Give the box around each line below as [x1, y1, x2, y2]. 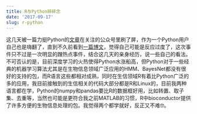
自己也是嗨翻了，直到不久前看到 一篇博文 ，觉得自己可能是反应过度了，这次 [6, 43, 186, 50]
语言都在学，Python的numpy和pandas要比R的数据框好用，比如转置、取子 [6, 87, 185, 94]
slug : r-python [6, 19, 43, 25]
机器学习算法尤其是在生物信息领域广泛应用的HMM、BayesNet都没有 [16, 65, 181, 72]
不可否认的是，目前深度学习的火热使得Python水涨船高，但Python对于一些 [6, 58, 185, 65]
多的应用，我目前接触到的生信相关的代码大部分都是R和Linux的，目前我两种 [6, 80, 187, 87]
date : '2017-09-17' [6, 14, 54, 20]
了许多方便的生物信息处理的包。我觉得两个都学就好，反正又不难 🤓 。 [6, 102, 169, 109]
